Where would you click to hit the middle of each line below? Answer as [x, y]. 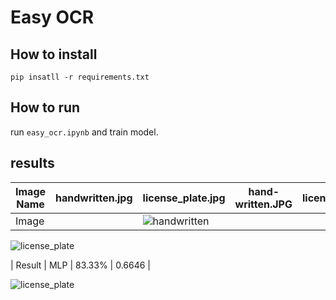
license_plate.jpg [184, 198]
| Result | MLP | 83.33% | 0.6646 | [81, 265]
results [32, 163]
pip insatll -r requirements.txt [80, 77]
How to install [54, 54]
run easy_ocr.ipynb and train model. [84, 132]
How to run [45, 107]
